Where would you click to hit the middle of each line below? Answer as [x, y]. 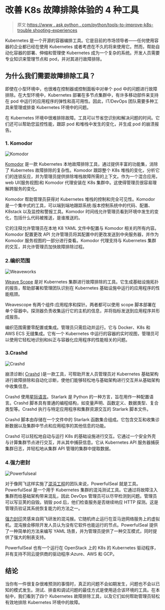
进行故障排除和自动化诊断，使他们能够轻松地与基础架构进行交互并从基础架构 [82, 380]
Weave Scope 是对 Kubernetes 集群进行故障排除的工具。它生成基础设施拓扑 [82, 282]
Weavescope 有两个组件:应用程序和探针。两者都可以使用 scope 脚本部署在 [81, 305]
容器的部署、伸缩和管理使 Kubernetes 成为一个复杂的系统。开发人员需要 [87, 53]
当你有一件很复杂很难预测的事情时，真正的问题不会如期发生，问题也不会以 [80, 584]
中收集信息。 [18, 386]
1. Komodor [19, 143]
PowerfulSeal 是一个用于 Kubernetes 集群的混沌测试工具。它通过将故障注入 [82, 490]
